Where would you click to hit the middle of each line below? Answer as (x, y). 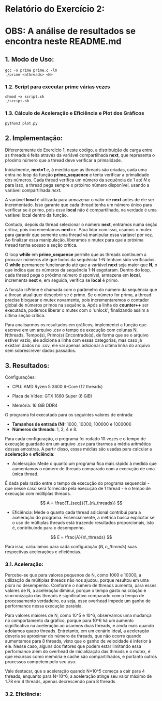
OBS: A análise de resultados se (70, 31)
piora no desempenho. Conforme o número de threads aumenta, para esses (81, 585)
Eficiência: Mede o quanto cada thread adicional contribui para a (76, 512)
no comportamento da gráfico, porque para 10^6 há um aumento (69, 620)
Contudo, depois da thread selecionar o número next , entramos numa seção (81, 224)
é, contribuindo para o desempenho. (48, 528)
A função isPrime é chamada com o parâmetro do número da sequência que (81, 289)
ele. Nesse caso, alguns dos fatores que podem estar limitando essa (73, 646)
